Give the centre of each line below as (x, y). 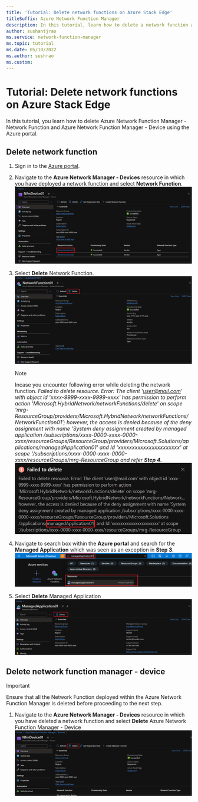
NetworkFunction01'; (40, 422)
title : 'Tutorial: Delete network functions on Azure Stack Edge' (89, 12)
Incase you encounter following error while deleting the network (93, 385)
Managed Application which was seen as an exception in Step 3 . (94, 550)
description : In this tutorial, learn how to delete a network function (97, 25)
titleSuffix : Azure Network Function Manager (63, 19)
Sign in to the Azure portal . (47, 166)
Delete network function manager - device (86, 671)
